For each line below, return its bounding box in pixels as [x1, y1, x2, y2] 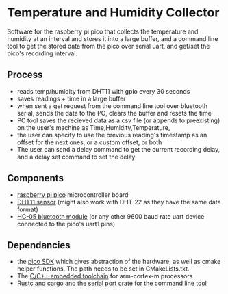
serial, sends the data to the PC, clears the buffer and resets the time [16, 109, 212, 117]
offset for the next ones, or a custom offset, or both [16, 138, 162, 146]
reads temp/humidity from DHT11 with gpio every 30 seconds [16, 87, 190, 95]
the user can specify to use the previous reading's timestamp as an [16, 131, 207, 139]
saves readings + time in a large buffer [16, 94, 126, 103]
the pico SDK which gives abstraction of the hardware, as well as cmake [16, 258, 221, 266]
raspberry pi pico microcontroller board [16, 190, 129, 199]
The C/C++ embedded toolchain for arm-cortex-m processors [16, 272, 193, 280]
